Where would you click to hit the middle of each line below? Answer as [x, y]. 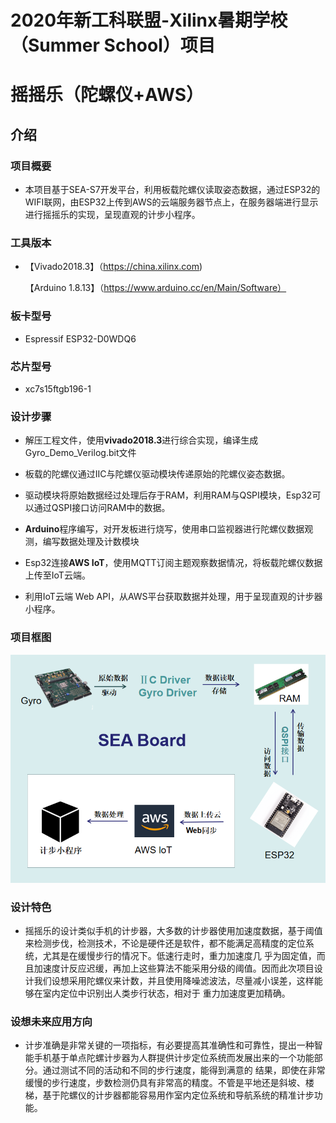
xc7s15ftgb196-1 [58, 388]
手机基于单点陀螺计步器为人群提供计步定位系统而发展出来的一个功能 [174, 1058]
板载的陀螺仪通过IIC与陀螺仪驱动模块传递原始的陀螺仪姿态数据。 [157, 474]
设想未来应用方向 [51, 1021]
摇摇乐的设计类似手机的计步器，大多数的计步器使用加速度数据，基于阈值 [173, 931]
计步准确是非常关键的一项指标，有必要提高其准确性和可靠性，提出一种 [169, 1045]
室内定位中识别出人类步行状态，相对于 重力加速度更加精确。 [166, 993]
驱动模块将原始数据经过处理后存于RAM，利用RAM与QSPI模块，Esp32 [168, 495]
